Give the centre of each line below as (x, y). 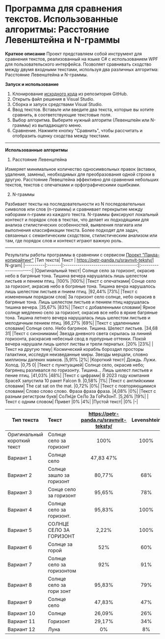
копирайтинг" (19, 260)
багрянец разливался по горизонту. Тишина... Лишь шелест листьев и (79, 370)
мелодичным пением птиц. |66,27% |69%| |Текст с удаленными (72, 323)
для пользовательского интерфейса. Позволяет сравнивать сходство (78, 64)
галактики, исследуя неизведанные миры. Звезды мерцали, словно (77, 354)
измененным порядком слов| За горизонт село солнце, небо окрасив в (80, 297)
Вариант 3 (20, 492)
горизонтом (62, 570)
